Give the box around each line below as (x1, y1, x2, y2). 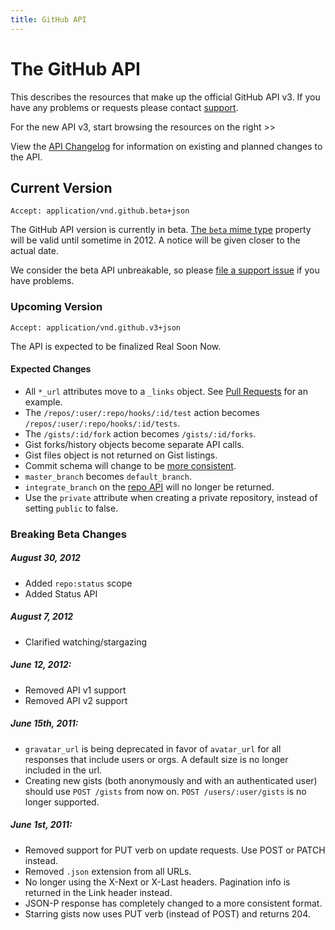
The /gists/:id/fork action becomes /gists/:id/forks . (24, 427, 257, 440)
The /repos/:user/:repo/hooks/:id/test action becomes (24, 406, 260, 418)
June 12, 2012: (10, 659, 72, 671)
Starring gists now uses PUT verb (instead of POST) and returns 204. (24, 907, 311, 920)
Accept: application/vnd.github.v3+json (10, 322, 182, 333)
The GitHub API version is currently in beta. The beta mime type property (10, 224, 312, 236)
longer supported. (24, 796, 100, 808)
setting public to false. (24, 502, 119, 514)
